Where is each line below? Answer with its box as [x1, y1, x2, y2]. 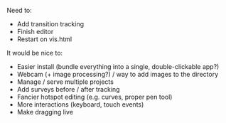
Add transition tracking [16, 20, 85, 28]
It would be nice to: [6, 49, 63, 57]
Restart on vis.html [16, 35, 72, 43]
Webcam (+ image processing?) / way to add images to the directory [16, 70, 219, 78]
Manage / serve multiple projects [16, 77, 114, 86]
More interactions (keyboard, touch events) [16, 100, 144, 109]
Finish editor [16, 28, 54, 36]
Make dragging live [16, 108, 74, 116]
